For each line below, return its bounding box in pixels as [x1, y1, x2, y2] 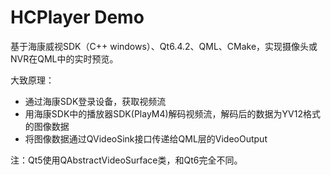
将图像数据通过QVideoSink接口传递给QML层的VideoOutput [24, 132, 268, 145]
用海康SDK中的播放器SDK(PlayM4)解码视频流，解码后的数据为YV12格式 [24, 107, 322, 120]
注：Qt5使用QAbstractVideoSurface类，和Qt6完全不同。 [10, 154, 243, 166]
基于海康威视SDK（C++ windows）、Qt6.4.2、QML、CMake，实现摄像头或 [10, 40, 318, 52]
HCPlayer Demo [10, 6, 145, 29]
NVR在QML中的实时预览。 [10, 52, 119, 65]
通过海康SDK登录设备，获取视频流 [24, 95, 167, 107]
